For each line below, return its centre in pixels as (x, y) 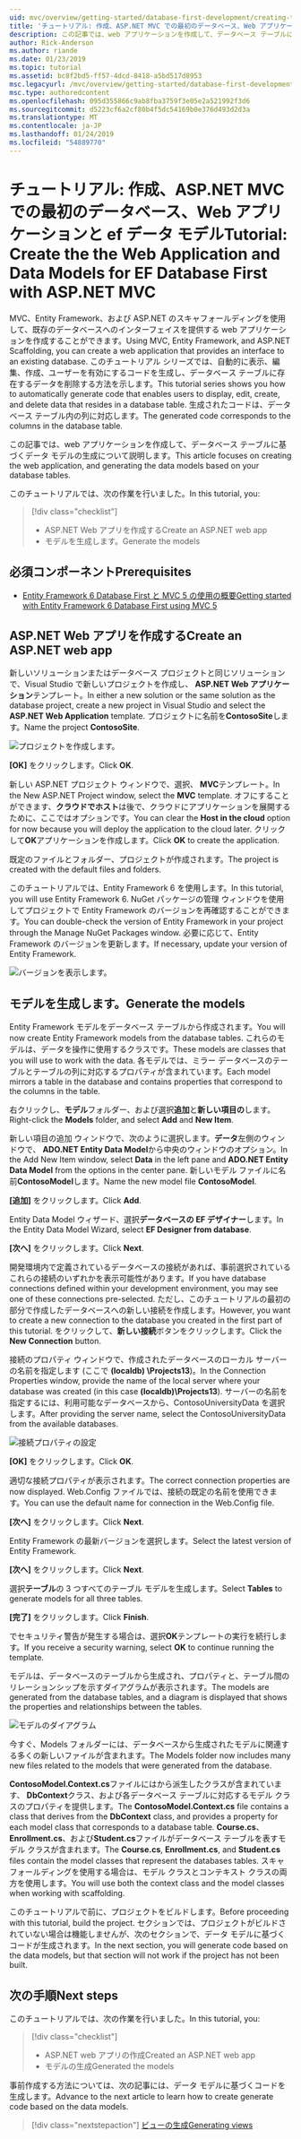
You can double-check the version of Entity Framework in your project (154, 922)
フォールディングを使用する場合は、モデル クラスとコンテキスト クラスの (144, 1872)
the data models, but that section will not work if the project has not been (144, 1955)
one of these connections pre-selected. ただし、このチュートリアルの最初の (150, 1299)
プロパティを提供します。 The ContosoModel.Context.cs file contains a (157, 1807)
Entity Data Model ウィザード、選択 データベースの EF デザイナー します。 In (146, 1220)
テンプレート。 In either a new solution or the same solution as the (154, 695)
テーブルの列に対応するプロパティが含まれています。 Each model (151, 1072)
